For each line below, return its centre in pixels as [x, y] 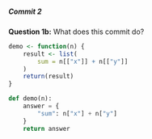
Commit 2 [25, 11]
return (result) [49, 77]
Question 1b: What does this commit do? [76, 32]
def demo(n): [30, 99]
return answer [46, 128]
